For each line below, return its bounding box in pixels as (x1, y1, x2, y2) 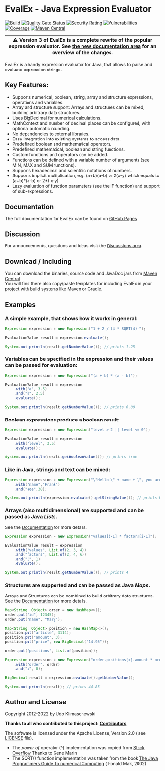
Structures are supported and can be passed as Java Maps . (5, 582, 151, 589)
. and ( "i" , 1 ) (14, 557, 41, 561)
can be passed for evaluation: (5, 362, 78, 369)
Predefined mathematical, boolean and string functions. (12, 146, 125, 152)
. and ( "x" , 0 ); (14, 666, 43, 671)
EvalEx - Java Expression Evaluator (5, 3, 152, 15)
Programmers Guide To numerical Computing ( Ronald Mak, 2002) (12, 761, 147, 767)
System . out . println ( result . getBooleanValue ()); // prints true (5, 455, 137, 459)
